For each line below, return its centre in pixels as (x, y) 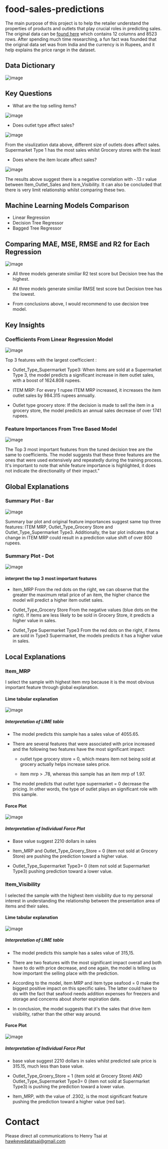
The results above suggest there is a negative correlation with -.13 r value (81, 179)
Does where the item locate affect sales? (54, 160)
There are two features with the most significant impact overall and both (87, 962)
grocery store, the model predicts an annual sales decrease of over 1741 (87, 410)
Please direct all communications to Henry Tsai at (56, 1135)
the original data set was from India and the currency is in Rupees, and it (80, 44)
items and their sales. (27, 906)
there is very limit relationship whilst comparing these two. (65, 190)
